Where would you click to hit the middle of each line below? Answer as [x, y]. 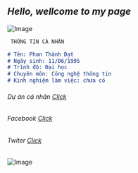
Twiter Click [25, 140]
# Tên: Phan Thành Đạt [40, 54]
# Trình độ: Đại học [38, 67]
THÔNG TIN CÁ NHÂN [37, 42]
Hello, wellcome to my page [69, 12]
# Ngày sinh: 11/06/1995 [44, 61]
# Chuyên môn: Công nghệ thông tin [59, 74]
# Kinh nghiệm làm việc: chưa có [56, 80]
